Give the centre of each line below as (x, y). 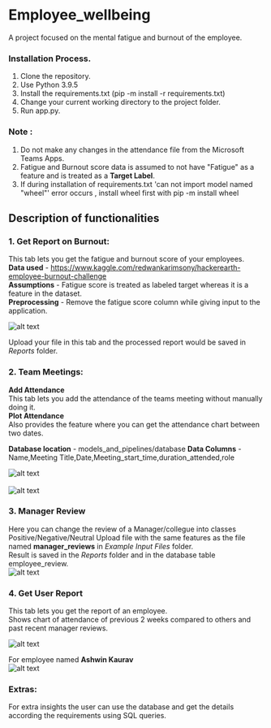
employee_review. (39, 563)
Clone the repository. (55, 76)
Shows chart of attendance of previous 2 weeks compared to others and (130, 620)
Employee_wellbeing (80, 15)
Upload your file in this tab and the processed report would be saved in (127, 342)
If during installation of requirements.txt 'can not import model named (136, 184)
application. (28, 311)
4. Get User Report (46, 593)
